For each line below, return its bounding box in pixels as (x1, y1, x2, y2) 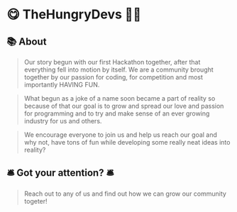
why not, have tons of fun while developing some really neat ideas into (23, 138, 231, 146)
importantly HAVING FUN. (23, 81, 100, 89)
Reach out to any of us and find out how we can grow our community (23, 189, 226, 198)
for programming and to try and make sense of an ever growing (23, 109, 210, 118)
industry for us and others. (23, 117, 102, 125)
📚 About (6, 35, 47, 48)
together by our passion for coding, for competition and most (23, 73, 204, 81)
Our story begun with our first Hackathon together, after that (23, 58, 201, 66)
